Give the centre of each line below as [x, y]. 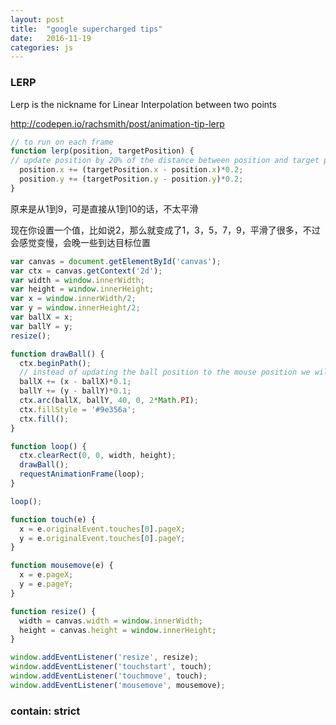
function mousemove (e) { [62, 566]
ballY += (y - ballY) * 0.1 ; [75, 391]
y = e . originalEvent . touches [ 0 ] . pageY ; [102, 538]
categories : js [42, 47]
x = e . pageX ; [46, 575]
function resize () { [53, 611]
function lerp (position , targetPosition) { [102, 151]
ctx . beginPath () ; [55, 363]
